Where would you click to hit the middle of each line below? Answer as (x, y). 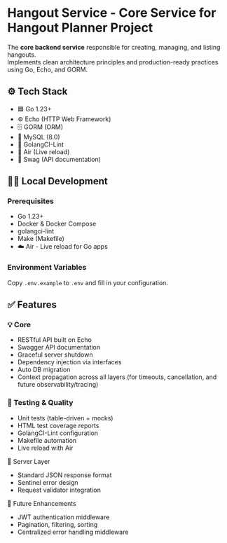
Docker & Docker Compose (57, 224)
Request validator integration (59, 490)
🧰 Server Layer (29, 461)
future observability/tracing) (58, 385)
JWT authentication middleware (63, 517)
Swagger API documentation (59, 348)
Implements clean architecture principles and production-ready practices (113, 62)
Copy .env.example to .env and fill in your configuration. (88, 282)
